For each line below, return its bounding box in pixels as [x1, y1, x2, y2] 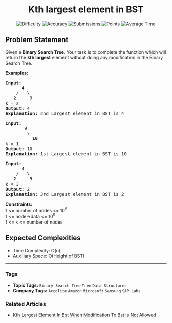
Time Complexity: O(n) [12, 247, 61, 253]
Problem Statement [5, 35, 69, 44]
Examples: [5, 70, 28, 76]
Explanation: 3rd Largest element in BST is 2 [5, 191, 124, 197]
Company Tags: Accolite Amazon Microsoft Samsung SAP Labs [12, 288, 141, 294]
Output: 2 [5, 186, 30, 192]
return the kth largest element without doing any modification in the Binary [5, 54, 163, 60]
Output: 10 [5, 146, 33, 152]
